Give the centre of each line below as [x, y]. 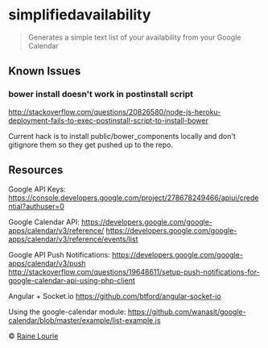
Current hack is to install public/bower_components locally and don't [122, 136]
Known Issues [45, 71]
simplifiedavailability [80, 15]
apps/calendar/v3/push [47, 263]
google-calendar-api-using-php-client [72, 281]
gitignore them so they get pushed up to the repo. [91, 145]
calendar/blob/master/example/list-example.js [85, 321]
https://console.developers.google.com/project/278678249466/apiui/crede [134, 198]
